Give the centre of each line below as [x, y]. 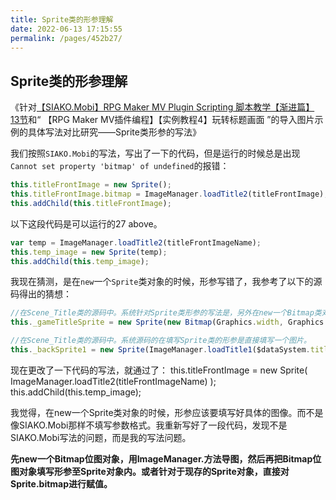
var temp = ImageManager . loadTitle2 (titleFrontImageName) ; [136, 242]
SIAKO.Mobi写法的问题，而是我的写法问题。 [101, 437]
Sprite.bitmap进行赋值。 [61, 483]
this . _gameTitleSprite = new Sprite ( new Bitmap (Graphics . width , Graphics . [169, 322]
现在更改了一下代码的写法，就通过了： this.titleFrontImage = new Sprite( [159, 370]
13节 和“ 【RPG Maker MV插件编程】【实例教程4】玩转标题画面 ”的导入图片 [162, 120]
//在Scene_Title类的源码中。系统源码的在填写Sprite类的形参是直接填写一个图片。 [161, 341]
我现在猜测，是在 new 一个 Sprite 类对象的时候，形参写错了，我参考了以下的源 [166, 282]
